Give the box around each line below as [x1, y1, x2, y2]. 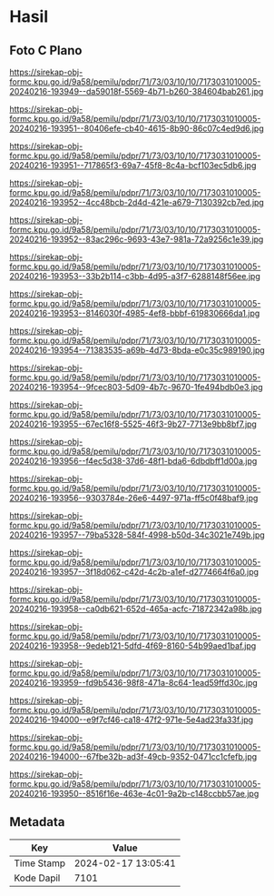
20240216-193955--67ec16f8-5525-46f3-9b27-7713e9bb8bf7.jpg [9, 418, 257, 429]
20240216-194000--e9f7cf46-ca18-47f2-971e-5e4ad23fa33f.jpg [9, 714, 254, 725]
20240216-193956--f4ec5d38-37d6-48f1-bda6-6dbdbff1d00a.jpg [9, 456, 258, 466]
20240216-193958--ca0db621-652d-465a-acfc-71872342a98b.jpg [9, 603, 262, 614]
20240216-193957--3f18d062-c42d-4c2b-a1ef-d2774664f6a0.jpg [9, 567, 259, 577]
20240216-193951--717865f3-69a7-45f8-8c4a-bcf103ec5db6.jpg [9, 160, 257, 170]
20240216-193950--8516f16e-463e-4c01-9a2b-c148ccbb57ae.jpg [9, 789, 259, 799]
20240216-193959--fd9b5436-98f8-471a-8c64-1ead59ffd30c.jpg [9, 678, 259, 688]
